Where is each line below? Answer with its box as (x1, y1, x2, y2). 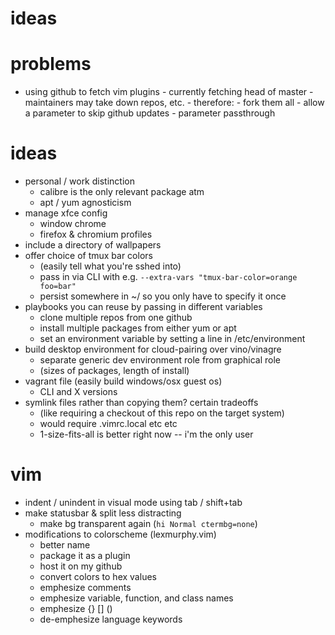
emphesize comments (39, 582, 132, 593)
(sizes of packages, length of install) (39, 365, 190, 377)
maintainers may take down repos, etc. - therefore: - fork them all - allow (24, 97, 325, 109)
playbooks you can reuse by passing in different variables (24, 301, 263, 313)
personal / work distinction (24, 175, 135, 187)
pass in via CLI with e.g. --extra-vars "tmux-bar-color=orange (39, 271, 298, 283)
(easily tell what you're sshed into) (39, 260, 182, 272)
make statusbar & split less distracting (24, 507, 182, 519)
